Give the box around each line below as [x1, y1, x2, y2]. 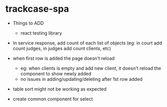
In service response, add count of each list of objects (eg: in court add [12, 39, 162, 46]
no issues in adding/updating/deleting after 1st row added [20, 76, 143, 82]
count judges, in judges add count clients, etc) [12, 45, 112, 51]
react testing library [20, 30, 62, 36]
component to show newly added [20, 70, 91, 77]
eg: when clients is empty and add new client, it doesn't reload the [20, 65, 161, 71]
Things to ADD [12, 20, 44, 26]
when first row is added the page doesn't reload [12, 55, 115, 61]
